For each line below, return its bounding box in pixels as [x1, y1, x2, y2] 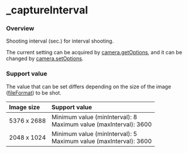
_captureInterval [6, 4, 88, 17]
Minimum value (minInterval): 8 [52, 113, 138, 121]
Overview [6, 25, 35, 33]
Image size [9, 103, 40, 111]
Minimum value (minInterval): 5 [52, 130, 138, 138]
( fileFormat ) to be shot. [6, 89, 61, 96]
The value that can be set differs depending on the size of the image [6, 83, 172, 90]
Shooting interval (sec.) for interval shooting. [6, 37, 114, 44]
